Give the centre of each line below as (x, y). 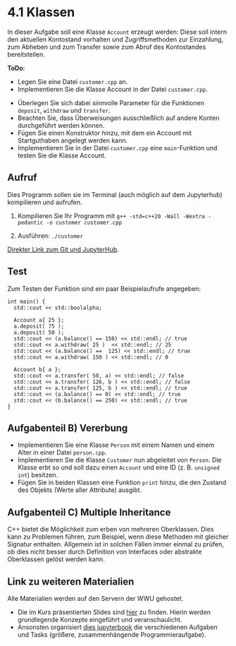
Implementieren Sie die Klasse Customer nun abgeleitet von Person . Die (119, 460)
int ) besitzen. (38, 475)
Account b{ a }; (37, 369)
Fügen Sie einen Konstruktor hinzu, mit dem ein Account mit (105, 133)
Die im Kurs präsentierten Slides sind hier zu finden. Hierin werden (114, 612)
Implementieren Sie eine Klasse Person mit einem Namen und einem (116, 445)
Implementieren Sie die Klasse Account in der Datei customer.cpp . (112, 89)
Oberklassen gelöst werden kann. (56, 559)
